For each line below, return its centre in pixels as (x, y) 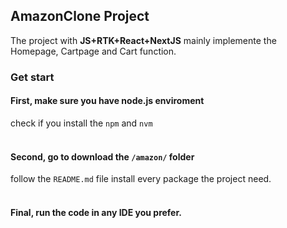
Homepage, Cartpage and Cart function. (93, 51)
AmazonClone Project (80, 16)
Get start (32, 77)
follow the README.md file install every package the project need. (141, 179)
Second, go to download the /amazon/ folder (102, 156)
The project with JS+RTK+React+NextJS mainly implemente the (143, 40)
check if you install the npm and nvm (81, 123)
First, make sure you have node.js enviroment (107, 101)
